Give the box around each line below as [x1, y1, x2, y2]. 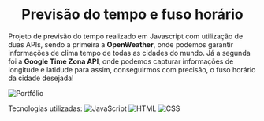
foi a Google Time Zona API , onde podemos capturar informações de [8, 57, 234, 66]
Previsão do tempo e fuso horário [21, 5, 244, 24]
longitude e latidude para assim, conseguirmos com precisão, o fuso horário [8, 64, 256, 74]
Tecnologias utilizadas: [8, 104, 83, 113]
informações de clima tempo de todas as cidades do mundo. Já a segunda [8, 48, 251, 57]
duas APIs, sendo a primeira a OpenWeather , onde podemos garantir [8, 39, 234, 49]
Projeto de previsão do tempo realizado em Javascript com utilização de [8, 31, 244, 41]
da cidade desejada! [8, 73, 74, 82]
